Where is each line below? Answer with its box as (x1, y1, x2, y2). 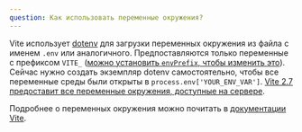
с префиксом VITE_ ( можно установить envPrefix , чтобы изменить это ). (9, 57, 286, 67)
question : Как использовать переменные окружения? (9, 13, 204, 22)
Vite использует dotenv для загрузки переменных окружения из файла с (9, 38, 289, 48)
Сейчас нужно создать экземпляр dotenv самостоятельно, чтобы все (9, 66, 279, 77)
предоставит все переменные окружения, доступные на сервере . (9, 85, 266, 96)
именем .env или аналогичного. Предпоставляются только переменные (9, 47, 288, 58)
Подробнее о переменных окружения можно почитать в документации (9, 102, 287, 113)
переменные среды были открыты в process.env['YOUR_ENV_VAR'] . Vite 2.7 (9, 75, 293, 86)
